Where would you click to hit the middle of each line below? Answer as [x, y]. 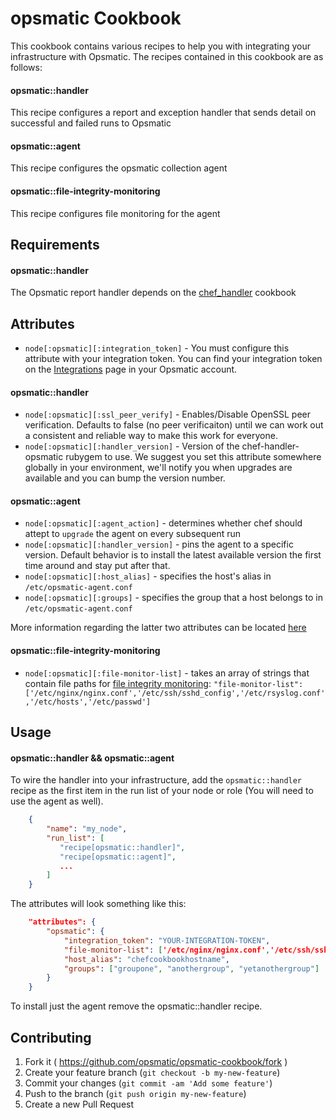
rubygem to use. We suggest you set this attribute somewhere [193, 457]
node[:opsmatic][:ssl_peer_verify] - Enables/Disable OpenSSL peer [167, 414]
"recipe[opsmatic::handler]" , [122, 847]
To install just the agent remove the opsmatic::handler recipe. [136, 1006]
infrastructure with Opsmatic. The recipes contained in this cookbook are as [167, 56]
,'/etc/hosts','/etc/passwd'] [88, 702]
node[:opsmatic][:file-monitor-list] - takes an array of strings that [167, 673]
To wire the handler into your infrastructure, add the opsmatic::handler [156, 780]
